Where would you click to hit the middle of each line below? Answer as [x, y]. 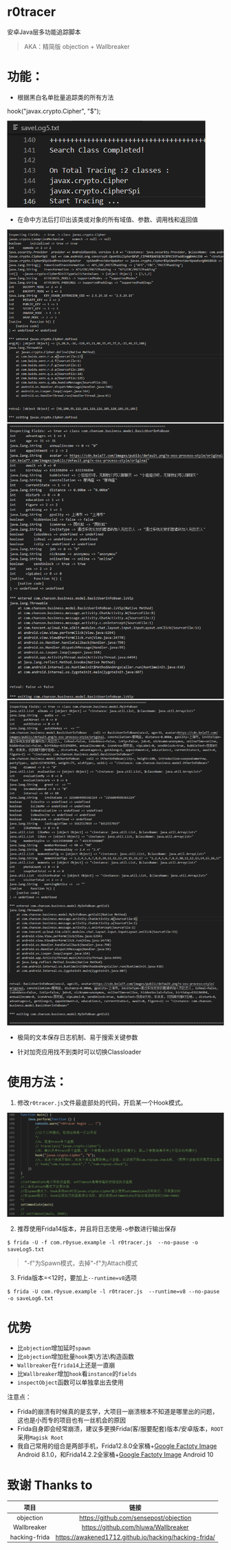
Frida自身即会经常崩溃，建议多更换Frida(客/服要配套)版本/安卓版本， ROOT [120, 1429]
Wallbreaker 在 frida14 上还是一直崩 [66, 1365]
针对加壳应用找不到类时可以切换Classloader [79, 1052]
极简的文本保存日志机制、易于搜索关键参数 [77, 1037]
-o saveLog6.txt [30, 1298]
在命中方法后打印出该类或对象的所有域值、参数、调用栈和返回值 [107, 219]
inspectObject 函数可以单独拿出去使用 [70, 1382]
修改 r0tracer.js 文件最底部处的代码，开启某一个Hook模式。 [102, 1103]
